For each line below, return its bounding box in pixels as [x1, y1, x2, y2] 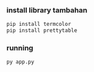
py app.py [6, 58, 35, 66]
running [6, 43, 34, 52]
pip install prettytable [6, 27, 78, 34]
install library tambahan [6, 5, 88, 15]
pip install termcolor [6, 21, 71, 28]
